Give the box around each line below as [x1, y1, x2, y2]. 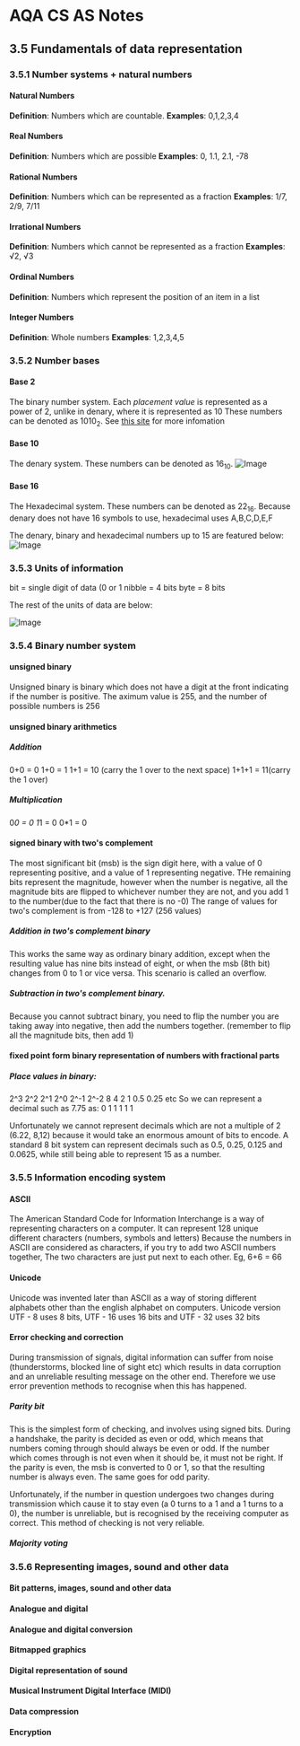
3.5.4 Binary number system [9, 639, 136, 652]
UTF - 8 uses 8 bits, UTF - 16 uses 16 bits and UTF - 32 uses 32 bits [9, 1312, 261, 1322]
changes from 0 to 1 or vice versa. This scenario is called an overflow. [9, 967, 267, 978]
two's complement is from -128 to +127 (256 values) [9, 905, 202, 916]
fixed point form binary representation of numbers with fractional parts [9, 1050, 280, 1061]
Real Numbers [9, 131, 64, 142]
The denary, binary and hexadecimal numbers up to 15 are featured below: [9, 530, 285, 540]
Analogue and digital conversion [9, 1624, 133, 1635]
